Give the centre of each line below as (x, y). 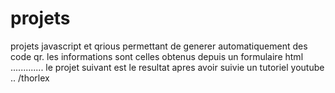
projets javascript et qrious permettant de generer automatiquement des (159, 46)
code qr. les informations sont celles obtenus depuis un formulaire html (157, 56)
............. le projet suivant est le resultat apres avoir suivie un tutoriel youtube (167, 67)
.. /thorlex (30, 78)
